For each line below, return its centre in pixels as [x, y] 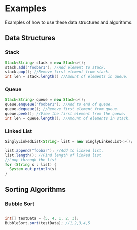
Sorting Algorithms [35, 189]
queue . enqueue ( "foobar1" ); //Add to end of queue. [59, 105]
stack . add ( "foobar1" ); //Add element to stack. [56, 67]
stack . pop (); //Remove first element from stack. [58, 72]
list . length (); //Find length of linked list [53, 155]
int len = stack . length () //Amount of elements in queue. [67, 77]
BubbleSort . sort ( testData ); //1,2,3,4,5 [48, 223]
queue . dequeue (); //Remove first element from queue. [62, 109]
